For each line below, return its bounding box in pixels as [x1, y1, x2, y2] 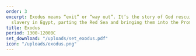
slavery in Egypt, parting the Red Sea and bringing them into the [11, 19, 179, 25]
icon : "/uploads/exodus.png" [6, 41, 77, 47]
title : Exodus [6, 24, 41, 31]
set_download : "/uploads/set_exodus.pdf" [6, 36, 108, 41]
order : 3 [6, 8, 27, 15]
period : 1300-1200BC [6, 30, 57, 36]
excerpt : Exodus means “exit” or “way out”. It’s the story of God [6, 14, 174, 20]
